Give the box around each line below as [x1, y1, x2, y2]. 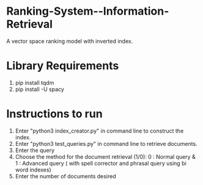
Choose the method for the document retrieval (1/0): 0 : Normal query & [15, 153, 196, 160]
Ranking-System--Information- [6, 4, 169, 18]
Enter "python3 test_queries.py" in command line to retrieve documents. [15, 140, 197, 147]
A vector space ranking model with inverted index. [6, 37, 133, 45]
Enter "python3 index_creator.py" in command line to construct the [15, 127, 184, 134]
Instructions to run [6, 107, 103, 121]
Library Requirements [6, 59, 119, 73]
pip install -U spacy [15, 85, 64, 93]
